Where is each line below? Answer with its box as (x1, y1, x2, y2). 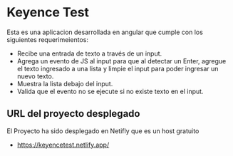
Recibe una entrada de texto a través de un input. (16, 49, 162, 58)
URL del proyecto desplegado (6, 108, 140, 120)
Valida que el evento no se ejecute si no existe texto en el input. (16, 87, 204, 95)
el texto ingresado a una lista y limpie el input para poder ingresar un (16, 64, 219, 73)
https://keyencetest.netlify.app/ (16, 140, 110, 149)
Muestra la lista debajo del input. (16, 79, 113, 88)
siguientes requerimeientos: (6, 35, 88, 43)
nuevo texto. (16, 72, 54, 80)
